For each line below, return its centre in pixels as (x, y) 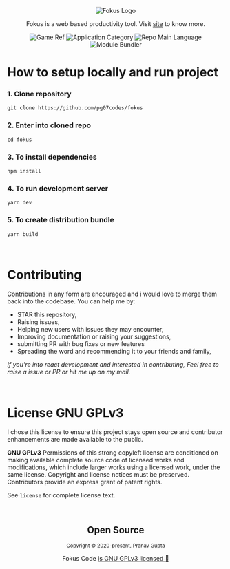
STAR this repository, (47, 314)
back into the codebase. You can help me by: (71, 301)
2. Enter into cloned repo (49, 125)
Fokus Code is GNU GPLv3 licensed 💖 (116, 559)
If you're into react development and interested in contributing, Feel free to (113, 364)
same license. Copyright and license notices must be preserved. (98, 474)
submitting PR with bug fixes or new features (81, 343)
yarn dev (20, 203)
